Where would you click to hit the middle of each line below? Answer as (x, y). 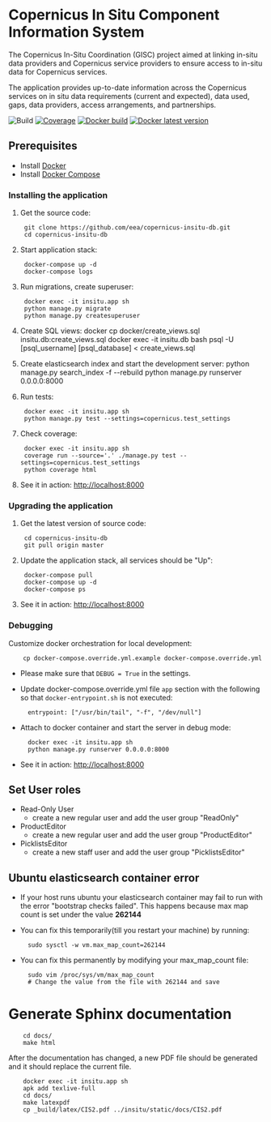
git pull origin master (64, 546)
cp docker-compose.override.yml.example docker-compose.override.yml (143, 658)
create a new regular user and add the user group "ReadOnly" (135, 818)
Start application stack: (59, 250)
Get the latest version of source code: (83, 524)
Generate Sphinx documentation (120, 1014)
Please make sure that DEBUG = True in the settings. (106, 673)
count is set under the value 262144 (80, 914)
